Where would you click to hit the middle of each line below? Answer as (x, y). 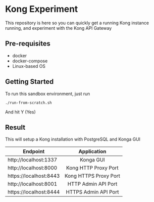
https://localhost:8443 (34, 176)
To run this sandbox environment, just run (48, 94)
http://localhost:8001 (32, 184)
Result (15, 127)
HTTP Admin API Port (92, 184)
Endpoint (34, 151)
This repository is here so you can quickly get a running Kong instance (77, 23)
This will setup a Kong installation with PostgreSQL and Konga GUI (73, 139)
